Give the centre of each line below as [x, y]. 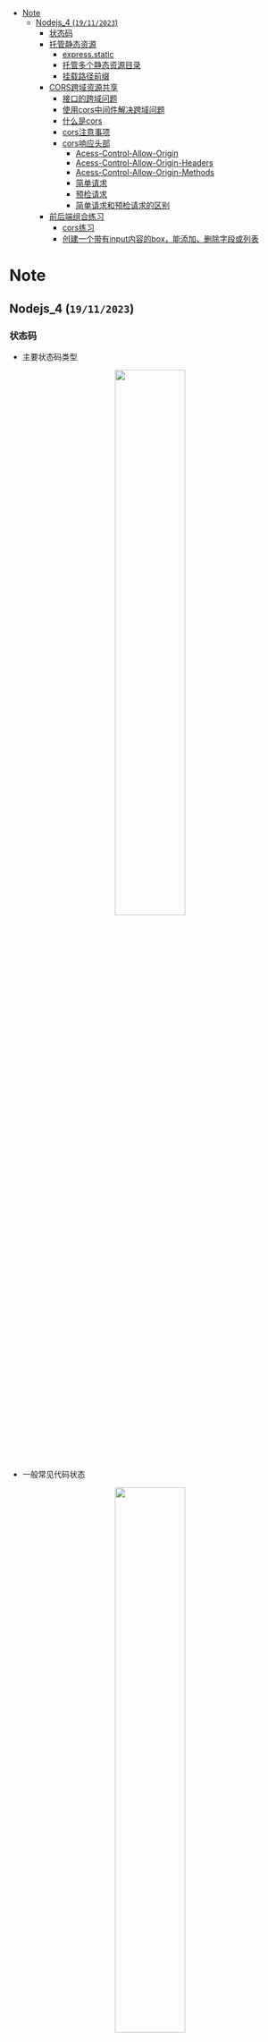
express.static [88, 54]
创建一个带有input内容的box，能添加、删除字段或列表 [160, 239]
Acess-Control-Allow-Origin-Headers [144, 163]
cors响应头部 [86, 143]
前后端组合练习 [76, 217]
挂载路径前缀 [86, 76]
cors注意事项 [86, 132]
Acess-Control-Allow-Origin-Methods [145, 172]
